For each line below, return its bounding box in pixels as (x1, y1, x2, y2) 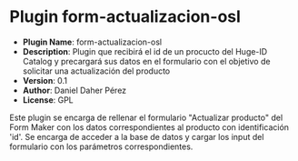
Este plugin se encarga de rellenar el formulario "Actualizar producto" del (9, 112, 283, 123)
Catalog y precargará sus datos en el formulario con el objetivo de (22, 55, 271, 66)
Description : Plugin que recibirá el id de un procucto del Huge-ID (22, 45, 268, 56)
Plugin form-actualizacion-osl (9, 6, 241, 27)
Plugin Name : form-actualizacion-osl (22, 36, 162, 47)
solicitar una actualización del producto (22, 65, 171, 76)
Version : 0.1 (22, 75, 68, 86)
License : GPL (22, 94, 74, 106)
